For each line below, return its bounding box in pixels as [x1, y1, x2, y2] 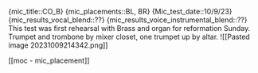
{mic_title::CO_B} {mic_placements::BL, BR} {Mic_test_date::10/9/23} [8, 7, 233, 16]
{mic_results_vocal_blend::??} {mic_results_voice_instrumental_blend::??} [8, 15, 248, 25]
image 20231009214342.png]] [8, 40, 108, 50]
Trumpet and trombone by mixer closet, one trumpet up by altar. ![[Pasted [8, 32, 251, 41]
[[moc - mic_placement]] [8, 56, 90, 65]
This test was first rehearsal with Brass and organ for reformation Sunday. [8, 24, 251, 33]
